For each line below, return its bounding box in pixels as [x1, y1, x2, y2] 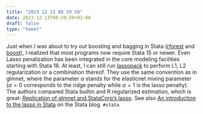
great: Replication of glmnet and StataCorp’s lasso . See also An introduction [6, 94, 196, 102]
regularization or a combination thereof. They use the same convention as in [6, 68, 198, 76]
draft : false [6, 20, 40, 26]
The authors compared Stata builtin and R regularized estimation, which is [6, 88, 191, 95]
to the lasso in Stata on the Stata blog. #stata [6, 101, 120, 109]
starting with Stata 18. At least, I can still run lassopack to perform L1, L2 [6, 62, 187, 69]
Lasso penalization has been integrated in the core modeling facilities [6, 55, 180, 63]
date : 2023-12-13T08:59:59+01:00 [6, 15, 91, 21]
